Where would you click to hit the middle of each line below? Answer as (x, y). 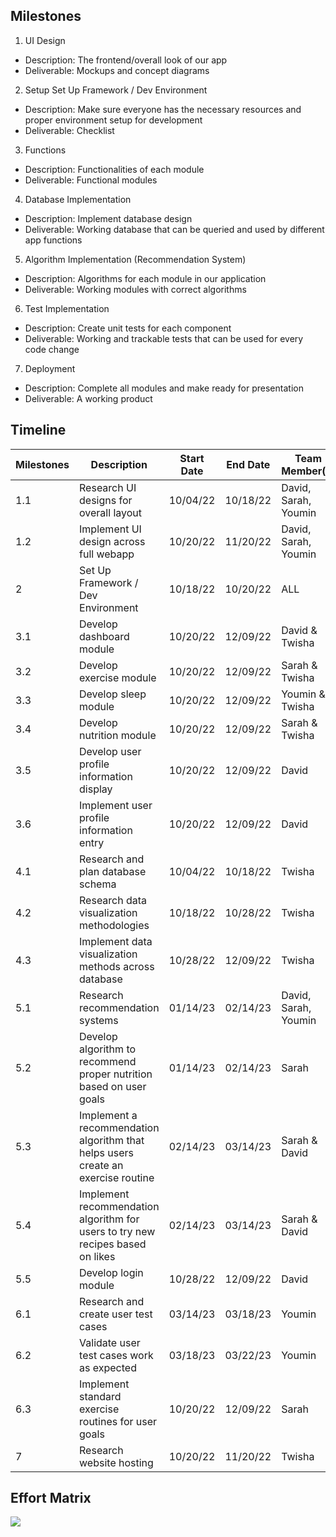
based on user (113, 1086)
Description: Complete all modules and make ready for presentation (164, 388)
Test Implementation (67, 308)
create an (101, 1165)
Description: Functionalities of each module (114, 169)
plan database (113, 871)
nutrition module (118, 735)
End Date (248, 464)
